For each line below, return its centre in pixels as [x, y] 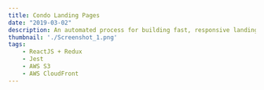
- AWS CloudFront [51, 74]
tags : [17, 45]
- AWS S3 [37, 67]
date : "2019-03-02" [40, 23]
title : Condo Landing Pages [54, 15]
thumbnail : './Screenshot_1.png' [63, 37]
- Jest [33, 59]
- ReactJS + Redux [52, 52]
